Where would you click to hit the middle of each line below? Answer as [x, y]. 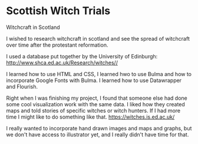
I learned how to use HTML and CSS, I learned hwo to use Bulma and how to [99, 74]
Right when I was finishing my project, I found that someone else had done [97, 98]
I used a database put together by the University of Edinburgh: [82, 56]
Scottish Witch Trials [58, 11]
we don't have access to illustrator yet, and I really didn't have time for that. [98, 135]
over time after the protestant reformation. [57, 45]
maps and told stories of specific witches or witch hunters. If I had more [93, 110]
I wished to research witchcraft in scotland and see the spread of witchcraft [98, 38]
